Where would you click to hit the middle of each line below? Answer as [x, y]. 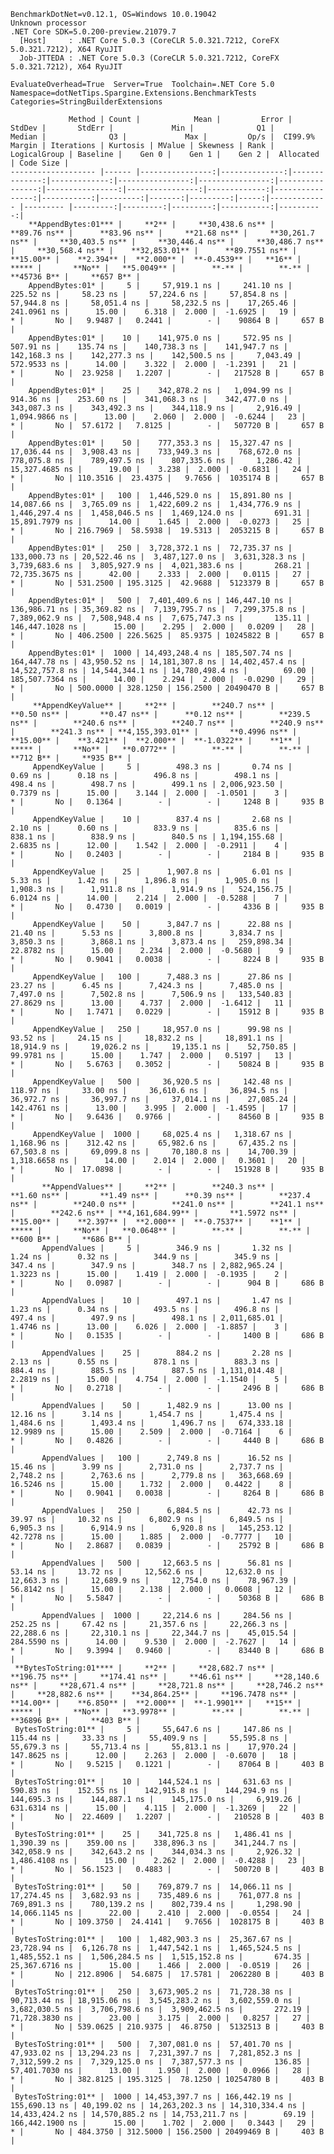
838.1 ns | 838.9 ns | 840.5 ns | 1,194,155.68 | [147, 837]
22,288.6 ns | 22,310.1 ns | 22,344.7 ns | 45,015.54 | [154, 1633]
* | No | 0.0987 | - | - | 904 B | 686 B [167, 1283]
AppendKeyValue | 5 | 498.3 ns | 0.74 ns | [162, 767]
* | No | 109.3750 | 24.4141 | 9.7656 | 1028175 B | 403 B [167, 1922]
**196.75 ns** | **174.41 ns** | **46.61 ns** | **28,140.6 [165, 1677]
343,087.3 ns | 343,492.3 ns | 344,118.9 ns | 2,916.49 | [156, 408]
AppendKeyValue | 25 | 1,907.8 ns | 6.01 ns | [162, 872]
